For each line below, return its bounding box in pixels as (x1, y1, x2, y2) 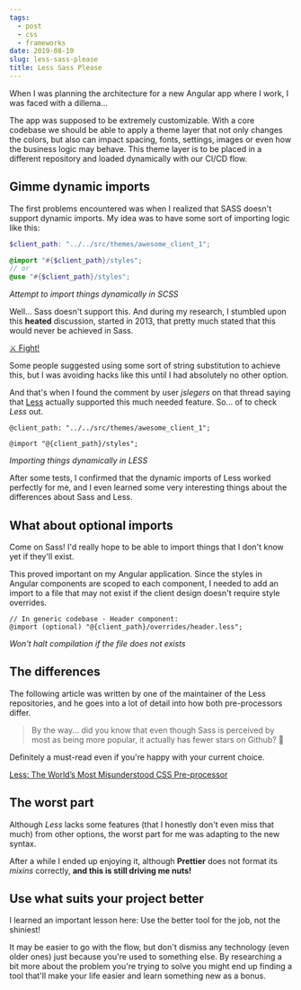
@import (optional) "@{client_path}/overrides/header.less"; (9, 622, 243, 631)
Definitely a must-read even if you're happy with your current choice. (9, 752, 265, 763)
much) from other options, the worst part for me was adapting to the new (9, 828, 280, 839)
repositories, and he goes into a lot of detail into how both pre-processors (9, 698, 283, 709)
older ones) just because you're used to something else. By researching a (9, 951, 283, 962)
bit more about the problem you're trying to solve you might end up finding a (9, 961, 293, 972)
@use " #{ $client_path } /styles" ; (9, 272, 130, 281)
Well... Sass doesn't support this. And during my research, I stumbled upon (9, 307, 288, 317)
